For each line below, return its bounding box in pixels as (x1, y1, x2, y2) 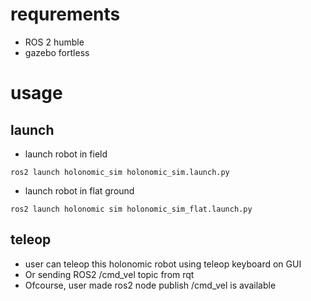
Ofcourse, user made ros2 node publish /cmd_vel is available (24, 279, 277, 291)
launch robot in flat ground (24, 184, 135, 197)
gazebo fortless (24, 46, 90, 58)
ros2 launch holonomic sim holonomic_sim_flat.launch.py (10, 204, 253, 214)
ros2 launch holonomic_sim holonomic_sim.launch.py (10, 167, 230, 177)
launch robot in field (24, 148, 108, 160)
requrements (10, 3, 121, 26)
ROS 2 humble (24, 36, 85, 48)
